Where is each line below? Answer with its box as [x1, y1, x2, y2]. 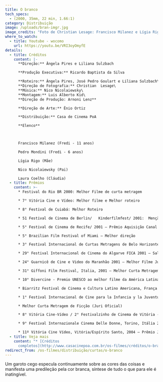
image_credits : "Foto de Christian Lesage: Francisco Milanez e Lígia [5, 30, 151, 35]
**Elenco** [17, 123, 40, 128]
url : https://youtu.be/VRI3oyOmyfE [14, 43, 86, 48]
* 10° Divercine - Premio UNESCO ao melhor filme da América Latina [17, 277, 160, 282]
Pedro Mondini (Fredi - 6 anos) [17, 149, 83, 155]
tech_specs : [5, 12, 29, 17]
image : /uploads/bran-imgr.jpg [5, 25, 68, 30]
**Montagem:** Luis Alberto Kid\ [17, 92, 86, 97]
